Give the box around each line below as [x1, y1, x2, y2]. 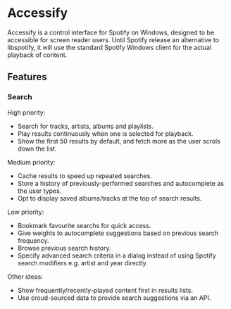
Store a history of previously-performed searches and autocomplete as [17, 179, 224, 187]
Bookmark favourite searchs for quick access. [17, 221, 151, 229]
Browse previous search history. [17, 244, 111, 252]
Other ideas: [7, 272, 44, 281]
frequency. [17, 236, 49, 244]
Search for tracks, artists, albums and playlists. [17, 122, 154, 130]
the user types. [17, 187, 62, 195]
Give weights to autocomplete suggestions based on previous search [17, 229, 219, 237]
